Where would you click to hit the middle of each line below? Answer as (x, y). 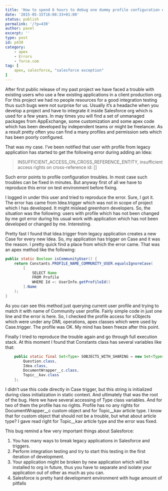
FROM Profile (45, 278)
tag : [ (12, 66)
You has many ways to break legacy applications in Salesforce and (81, 441)
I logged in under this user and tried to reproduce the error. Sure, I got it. (79, 197)
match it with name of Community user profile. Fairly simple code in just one (84, 311)
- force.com (26, 61)
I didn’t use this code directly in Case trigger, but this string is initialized (79, 389)
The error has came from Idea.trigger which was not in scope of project (79, 202)
